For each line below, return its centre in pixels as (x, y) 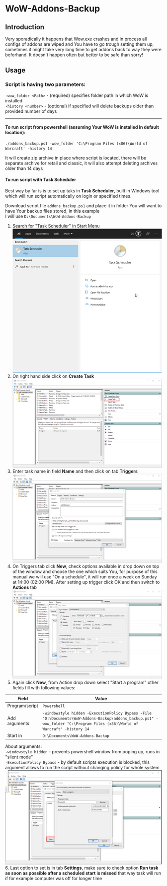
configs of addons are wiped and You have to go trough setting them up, (80, 44)
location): (15, 133)
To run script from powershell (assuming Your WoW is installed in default (82, 127)
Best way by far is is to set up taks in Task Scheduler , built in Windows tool (82, 191)
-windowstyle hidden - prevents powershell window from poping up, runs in (83, 752)
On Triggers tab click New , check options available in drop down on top (86, 566)
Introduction (25, 27)
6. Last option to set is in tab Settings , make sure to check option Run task (82, 868)
